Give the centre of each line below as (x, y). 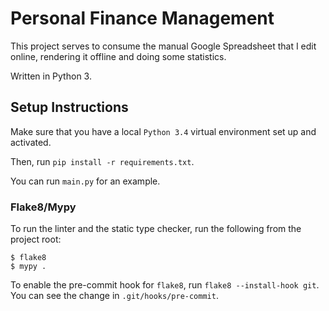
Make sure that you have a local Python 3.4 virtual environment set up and (163, 131)
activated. (31, 142)
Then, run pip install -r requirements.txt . (102, 161)
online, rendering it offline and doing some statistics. (118, 56)
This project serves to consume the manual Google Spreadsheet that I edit (163, 46)
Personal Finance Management (142, 18)
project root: (36, 239)
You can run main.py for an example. (85, 181)
